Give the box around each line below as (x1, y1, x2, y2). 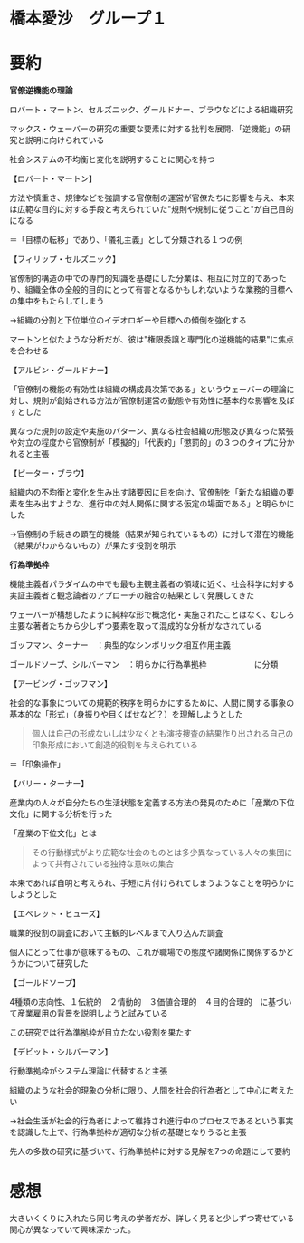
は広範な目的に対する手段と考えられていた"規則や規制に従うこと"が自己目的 (9, 204, 294, 215)
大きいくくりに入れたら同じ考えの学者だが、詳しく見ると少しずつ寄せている (9, 1213, 295, 1224)
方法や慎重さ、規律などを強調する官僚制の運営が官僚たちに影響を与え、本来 (9, 192, 295, 204)
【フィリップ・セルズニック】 (9, 254, 120, 265)
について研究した (24, 958, 89, 969)
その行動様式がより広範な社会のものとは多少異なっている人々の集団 (31, 847, 285, 858)
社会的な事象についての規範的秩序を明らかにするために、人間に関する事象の (9, 698, 295, 708)
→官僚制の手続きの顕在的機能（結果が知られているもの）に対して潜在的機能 (9, 529, 294, 540)
